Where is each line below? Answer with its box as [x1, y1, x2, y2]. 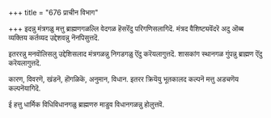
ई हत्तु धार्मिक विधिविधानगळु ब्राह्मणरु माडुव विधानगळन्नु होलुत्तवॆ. [8, 99, 165, 109]
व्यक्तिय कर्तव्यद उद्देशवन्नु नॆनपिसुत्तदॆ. [8, 33, 100, 42]
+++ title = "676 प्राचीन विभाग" [8, 8, 99, 17]
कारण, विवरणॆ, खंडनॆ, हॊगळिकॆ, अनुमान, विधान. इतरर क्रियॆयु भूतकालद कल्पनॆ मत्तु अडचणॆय [8, 74, 239, 84]
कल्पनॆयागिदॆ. [8, 83, 41, 93]
